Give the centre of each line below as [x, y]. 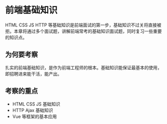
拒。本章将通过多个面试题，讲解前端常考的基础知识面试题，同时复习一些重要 [83, 31]
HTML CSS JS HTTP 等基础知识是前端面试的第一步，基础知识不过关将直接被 [83, 25]
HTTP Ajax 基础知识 [33, 110]
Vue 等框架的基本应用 [35, 116]
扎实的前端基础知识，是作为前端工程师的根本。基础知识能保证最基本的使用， [83, 67]
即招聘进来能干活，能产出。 [34, 74]
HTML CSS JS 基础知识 [36, 104]
